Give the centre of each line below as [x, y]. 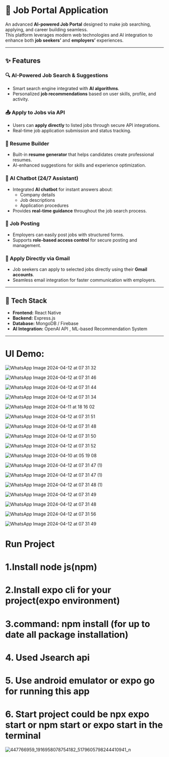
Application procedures [44, 205]
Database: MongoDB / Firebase [46, 323]
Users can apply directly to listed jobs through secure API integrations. [86, 125]
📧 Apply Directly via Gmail [38, 258]
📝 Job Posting [22, 223]
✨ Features [23, 61]
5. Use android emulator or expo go [80, 680]
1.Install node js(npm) [51, 567]
